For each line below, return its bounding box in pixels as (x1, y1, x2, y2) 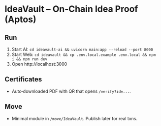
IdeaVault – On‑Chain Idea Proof (4, 3, 138, 15)
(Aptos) (4, 14, 36, 25)
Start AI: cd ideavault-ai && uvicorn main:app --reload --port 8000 (11, 47, 153, 52)
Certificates (4, 75, 42, 84)
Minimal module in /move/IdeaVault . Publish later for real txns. (11, 115, 137, 121)
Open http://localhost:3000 (11, 61, 67, 67)
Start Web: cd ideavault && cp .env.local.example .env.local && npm (11, 51, 156, 57)
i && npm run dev (11, 57, 48, 62)
